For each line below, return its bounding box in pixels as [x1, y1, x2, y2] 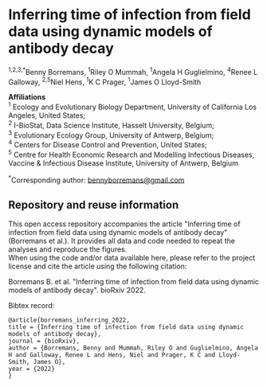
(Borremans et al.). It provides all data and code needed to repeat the [8, 236, 235, 245]
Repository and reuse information [8, 197, 179, 212]
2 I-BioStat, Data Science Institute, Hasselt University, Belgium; [8, 119, 215, 130]
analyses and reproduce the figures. [8, 244, 128, 254]
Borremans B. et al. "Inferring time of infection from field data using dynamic [8, 277, 260, 286]
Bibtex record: [8, 301, 55, 310]
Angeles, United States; [8, 110, 86, 120]
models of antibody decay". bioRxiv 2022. [8, 285, 146, 295]
